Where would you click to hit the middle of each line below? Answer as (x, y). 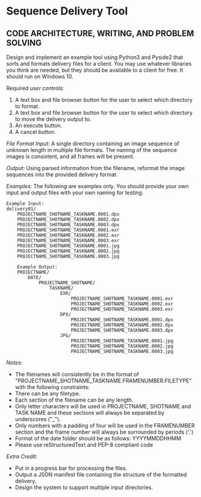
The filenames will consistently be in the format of (77, 374)
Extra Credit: (22, 456)
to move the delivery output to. (53, 119)
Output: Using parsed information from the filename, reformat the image (96, 168)
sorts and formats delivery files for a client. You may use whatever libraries (99, 64)
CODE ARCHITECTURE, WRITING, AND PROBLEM (100, 33)
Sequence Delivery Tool (67, 11)
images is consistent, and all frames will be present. (70, 156)
